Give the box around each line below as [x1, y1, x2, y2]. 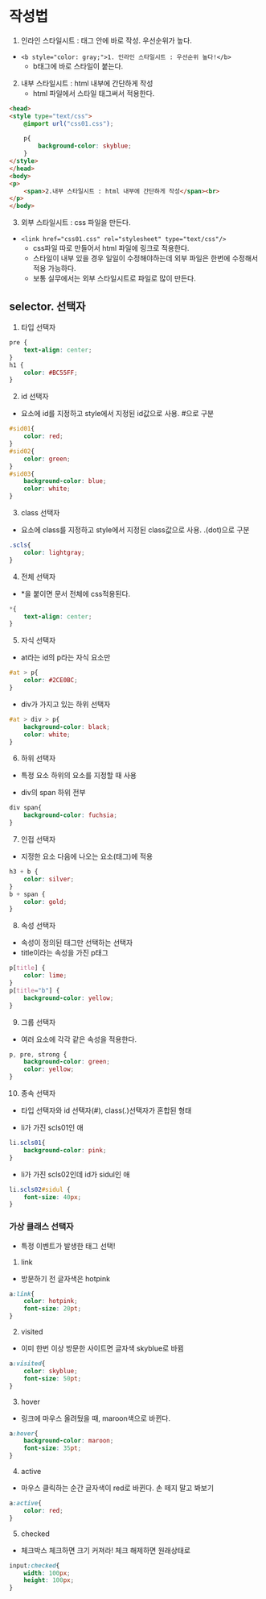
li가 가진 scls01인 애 [20, 1122, 84, 1132]
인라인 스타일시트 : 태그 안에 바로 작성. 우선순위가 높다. [20, 35, 192, 45]
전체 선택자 [20, 572, 56, 581]
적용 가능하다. [32, 264, 76, 273]
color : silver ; [23, 875, 75, 883]
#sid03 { [9, 469, 35, 478]
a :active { [9, 1499, 43, 1508]
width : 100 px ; [23, 1569, 71, 1577]
